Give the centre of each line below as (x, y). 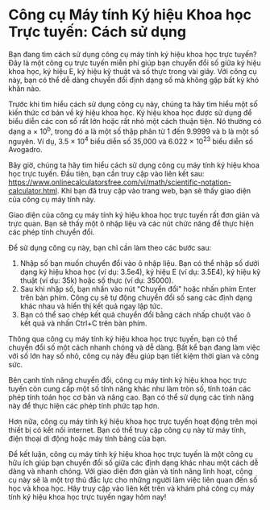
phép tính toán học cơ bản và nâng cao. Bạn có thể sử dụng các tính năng (131, 397)
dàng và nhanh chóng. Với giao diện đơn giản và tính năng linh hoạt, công (131, 471)
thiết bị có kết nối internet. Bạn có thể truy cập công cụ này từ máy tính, (127, 430)
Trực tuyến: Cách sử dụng (98, 32)
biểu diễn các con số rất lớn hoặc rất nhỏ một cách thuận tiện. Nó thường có (135, 121)
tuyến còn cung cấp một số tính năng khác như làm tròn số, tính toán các (130, 389)
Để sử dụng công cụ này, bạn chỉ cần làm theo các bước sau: (110, 248)
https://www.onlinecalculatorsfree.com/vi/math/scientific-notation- (120, 182)
